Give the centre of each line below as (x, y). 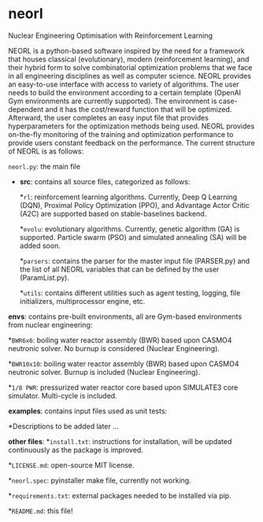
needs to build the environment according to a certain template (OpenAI (125, 92)
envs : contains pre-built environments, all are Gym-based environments (125, 317)
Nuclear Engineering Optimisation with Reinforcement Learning (111, 35)
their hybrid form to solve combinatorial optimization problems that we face (130, 67)
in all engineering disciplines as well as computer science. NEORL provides (130, 76)
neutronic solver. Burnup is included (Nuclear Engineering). (104, 372)
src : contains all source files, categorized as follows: (105, 181)
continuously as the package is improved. (76, 450)
